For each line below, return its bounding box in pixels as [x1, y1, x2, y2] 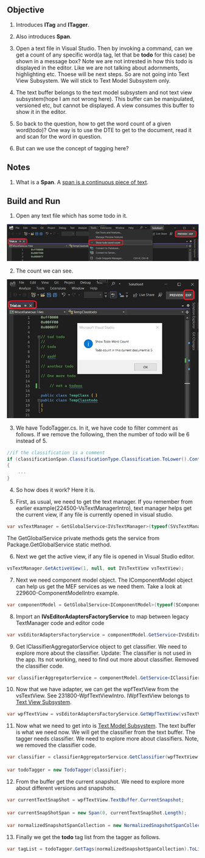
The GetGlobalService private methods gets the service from [7, 534, 160, 542]
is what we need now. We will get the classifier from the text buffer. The [15, 728, 195, 736]
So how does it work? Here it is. [15, 486, 96, 494]
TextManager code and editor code [15, 619, 105, 626]
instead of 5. [15, 437, 47, 444]
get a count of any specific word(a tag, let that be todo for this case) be [15, 51, 195, 58]
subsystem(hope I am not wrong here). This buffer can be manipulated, [15, 95, 195, 102]
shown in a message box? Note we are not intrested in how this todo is [15, 57, 193, 65]
